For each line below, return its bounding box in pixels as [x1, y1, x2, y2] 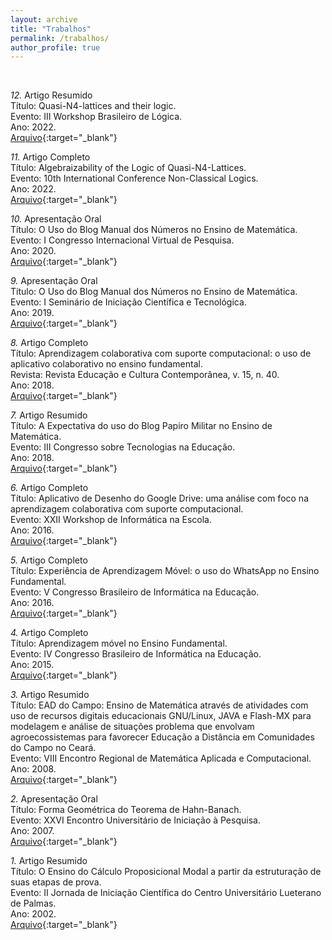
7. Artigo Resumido [10, 409, 88, 421]
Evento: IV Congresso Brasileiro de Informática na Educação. [10, 648, 262, 660]
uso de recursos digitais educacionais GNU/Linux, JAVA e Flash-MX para [10, 710, 312, 722]
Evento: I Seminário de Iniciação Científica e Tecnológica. [10, 296, 247, 308]
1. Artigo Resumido [10, 855, 88, 867]
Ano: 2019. [10, 307, 55, 319]
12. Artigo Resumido [10, 89, 93, 101]
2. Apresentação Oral [10, 793, 98, 805]
